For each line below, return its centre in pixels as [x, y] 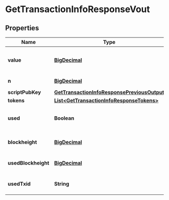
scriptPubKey [24, 92]
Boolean [64, 118]
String [62, 184]
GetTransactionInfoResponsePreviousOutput [109, 92]
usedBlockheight [28, 163]
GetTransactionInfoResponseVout [78, 9]
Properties [22, 28]
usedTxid [19, 184]
